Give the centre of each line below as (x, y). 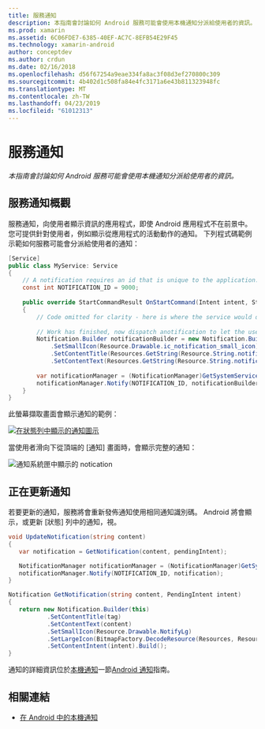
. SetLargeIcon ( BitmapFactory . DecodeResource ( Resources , (141, 639)
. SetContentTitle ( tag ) (84, 617)
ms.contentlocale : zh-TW (49, 96)
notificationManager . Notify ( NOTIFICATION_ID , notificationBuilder (148, 383)
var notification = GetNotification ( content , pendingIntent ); (123, 551)
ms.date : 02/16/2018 (42, 67)
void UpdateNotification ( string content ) (77, 537)
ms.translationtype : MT (47, 89)
